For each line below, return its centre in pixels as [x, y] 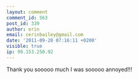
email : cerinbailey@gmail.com [45, 35]
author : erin [23, 29]
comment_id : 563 [27, 18]
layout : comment [27, 12]
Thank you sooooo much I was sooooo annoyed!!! [69, 69]
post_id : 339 [23, 23]
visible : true [25, 47]
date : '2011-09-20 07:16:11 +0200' [52, 40]
